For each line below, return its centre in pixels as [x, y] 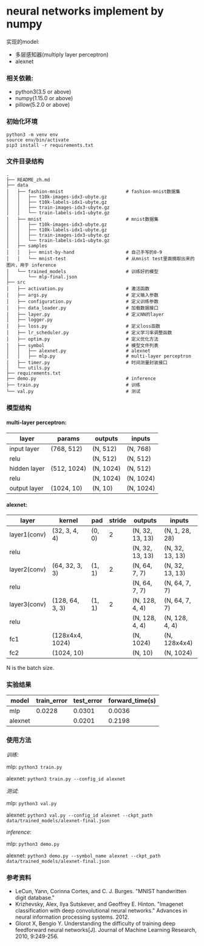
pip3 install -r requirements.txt [50, 145]
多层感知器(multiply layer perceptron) [62, 54]
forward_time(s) [132, 701]
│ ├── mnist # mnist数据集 [83, 219]
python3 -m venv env [32, 135]
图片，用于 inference [31, 265]
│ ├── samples [27, 246]
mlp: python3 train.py [34, 766]
